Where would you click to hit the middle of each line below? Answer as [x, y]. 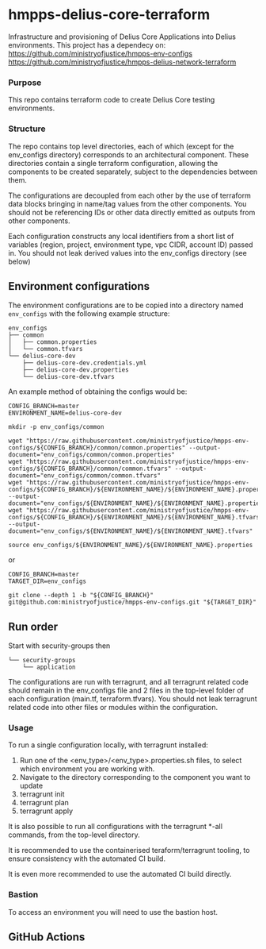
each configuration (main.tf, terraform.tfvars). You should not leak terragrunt [133, 699]
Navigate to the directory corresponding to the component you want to [135, 777]
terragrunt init [42, 794]
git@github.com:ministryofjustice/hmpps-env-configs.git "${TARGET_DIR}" [133, 602]
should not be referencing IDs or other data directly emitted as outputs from [132, 212]
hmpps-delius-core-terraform [109, 15]
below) [19, 261]
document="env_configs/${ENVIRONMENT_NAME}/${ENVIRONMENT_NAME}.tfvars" [131, 531]
